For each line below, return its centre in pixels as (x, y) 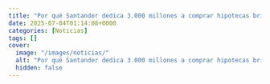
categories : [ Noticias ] (48, 30)
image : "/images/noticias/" (63, 53)
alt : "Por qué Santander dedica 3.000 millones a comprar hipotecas (133, 61)
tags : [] (23, 38)
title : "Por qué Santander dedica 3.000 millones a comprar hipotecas (129, 16)
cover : (19, 46)
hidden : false (39, 68)
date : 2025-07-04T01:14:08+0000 (62, 23)
